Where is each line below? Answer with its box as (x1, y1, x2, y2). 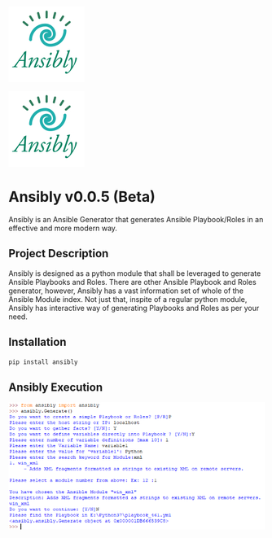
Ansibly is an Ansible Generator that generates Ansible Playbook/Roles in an (8, 214, 264, 224)
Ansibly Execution (8, 380, 103, 394)
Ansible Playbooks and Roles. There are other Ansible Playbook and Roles (8, 277, 257, 286)
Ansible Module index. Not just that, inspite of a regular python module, (8, 294, 248, 304)
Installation (8, 335, 67, 349)
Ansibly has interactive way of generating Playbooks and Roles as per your (8, 303, 260, 313)
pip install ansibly (8, 357, 79, 366)
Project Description (8, 247, 109, 260)
